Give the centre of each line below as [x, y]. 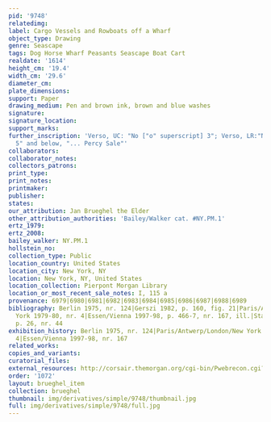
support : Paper [34, 98]
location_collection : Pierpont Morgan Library [88, 286]
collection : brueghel [45, 391]
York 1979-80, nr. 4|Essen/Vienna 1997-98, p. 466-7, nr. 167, [124, 315]
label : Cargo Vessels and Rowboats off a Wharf [90, 31]
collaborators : [34, 151]
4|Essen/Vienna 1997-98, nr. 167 [72, 338]
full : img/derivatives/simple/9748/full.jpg [84, 406]
